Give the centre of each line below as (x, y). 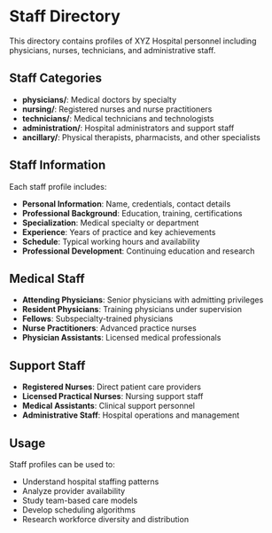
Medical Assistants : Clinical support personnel (109, 406)
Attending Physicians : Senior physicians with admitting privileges (143, 300)
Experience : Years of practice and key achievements (119, 231)
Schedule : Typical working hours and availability (111, 241)
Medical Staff (47, 278)
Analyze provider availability (74, 491)
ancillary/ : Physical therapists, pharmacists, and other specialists (141, 137)
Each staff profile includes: (58, 186)
